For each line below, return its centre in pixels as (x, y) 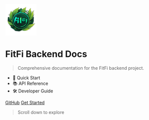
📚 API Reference (30, 83)
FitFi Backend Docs (46, 54)
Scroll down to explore (41, 112)
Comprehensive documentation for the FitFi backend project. (81, 68)
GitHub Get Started (25, 102)
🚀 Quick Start (26, 78)
